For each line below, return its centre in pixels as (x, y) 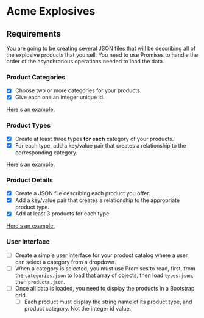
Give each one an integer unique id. (60, 97)
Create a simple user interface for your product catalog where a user (101, 255)
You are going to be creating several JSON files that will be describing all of (101, 48)
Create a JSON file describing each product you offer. (83, 193)
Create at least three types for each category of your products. (94, 139)
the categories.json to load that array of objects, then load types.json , (104, 275)
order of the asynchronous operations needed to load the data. (85, 61)
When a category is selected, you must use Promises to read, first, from (105, 268)
